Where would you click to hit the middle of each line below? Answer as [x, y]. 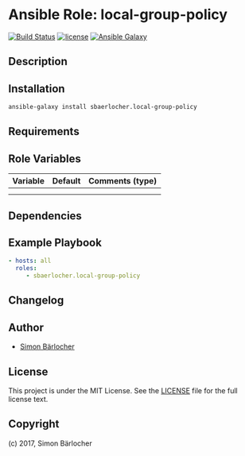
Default [66, 181]
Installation [37, 89]
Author [26, 327]
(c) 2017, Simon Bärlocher [51, 443]
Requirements [44, 131]
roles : [26, 269]
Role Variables [45, 158]
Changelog [36, 301]
